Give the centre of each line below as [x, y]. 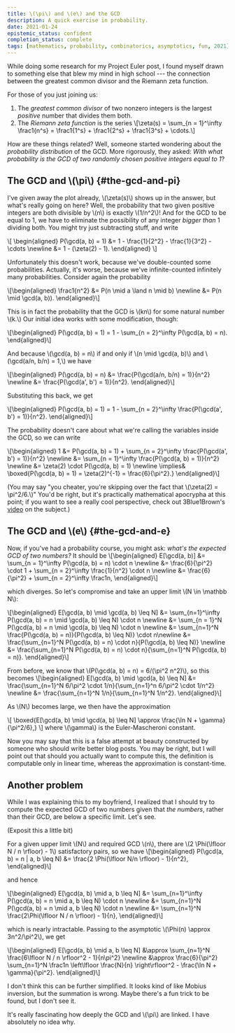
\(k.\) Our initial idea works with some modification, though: [93, 318]
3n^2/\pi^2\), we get [36, 937]
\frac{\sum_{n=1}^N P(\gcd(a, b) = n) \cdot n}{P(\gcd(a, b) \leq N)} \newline [116, 642]
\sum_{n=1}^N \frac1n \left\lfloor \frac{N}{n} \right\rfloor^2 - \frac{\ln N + [112, 965]
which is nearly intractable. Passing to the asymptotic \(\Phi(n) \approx [109, 929]
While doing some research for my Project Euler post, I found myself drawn [115, 66]
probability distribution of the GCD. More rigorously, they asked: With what [115, 152]
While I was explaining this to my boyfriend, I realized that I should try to [111, 802]
